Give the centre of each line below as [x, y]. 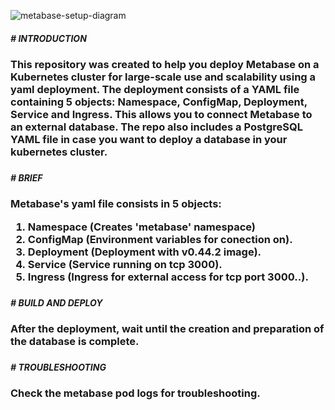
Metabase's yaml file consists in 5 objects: [116, 204]
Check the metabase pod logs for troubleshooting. [135, 393]
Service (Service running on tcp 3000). [125, 264]
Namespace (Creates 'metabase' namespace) [141, 227]
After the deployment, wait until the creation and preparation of [167, 328]
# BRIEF [26, 177]
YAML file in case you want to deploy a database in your [149, 139]
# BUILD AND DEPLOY [56, 302]
